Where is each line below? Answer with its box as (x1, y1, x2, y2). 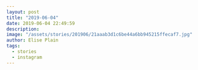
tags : (6, 43, 20, 49)
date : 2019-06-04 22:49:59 (6, 20, 75, 26)
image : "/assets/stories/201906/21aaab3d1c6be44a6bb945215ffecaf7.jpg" (6, 32, 193, 38)
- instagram (12, 54, 43, 60)
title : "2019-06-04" (6, 15, 59, 21)
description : (6, 26, 40, 32)
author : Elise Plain (6, 37, 59, 43)
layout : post (6, 9, 40, 15)
